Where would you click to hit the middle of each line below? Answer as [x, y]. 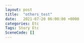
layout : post [19, 10]
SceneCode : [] [20, 33]
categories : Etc [22, 23]
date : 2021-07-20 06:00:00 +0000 [42, 19]
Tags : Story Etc [22, 28]
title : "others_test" [29, 14]
